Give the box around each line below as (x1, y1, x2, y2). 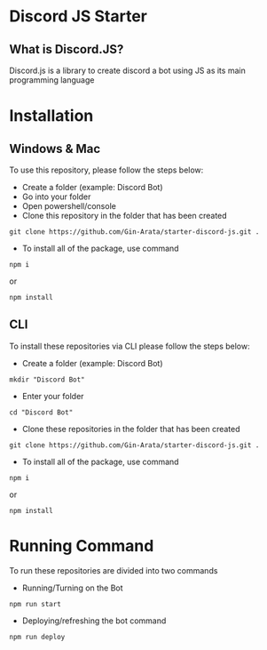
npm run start (9, 599, 62, 608)
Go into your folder (21, 191, 91, 202)
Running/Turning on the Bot (21, 582, 123, 593)
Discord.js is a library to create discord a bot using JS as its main (9, 65, 246, 76)
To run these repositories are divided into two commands (9, 565, 218, 575)
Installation (9, 106, 94, 126)
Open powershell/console (21, 201, 117, 211)
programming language (9, 75, 95, 85)
